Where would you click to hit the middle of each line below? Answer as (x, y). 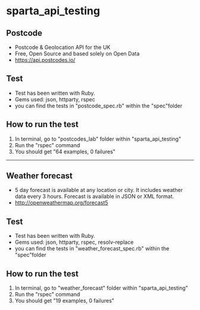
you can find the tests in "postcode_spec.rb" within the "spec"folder (99, 106)
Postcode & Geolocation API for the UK (62, 47)
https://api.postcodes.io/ (45, 60)
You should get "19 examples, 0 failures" (65, 301)
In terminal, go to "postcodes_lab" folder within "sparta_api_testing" (98, 139)
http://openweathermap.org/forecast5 (61, 203)
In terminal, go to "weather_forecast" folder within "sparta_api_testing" (101, 288)
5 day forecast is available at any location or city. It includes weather (99, 190)
